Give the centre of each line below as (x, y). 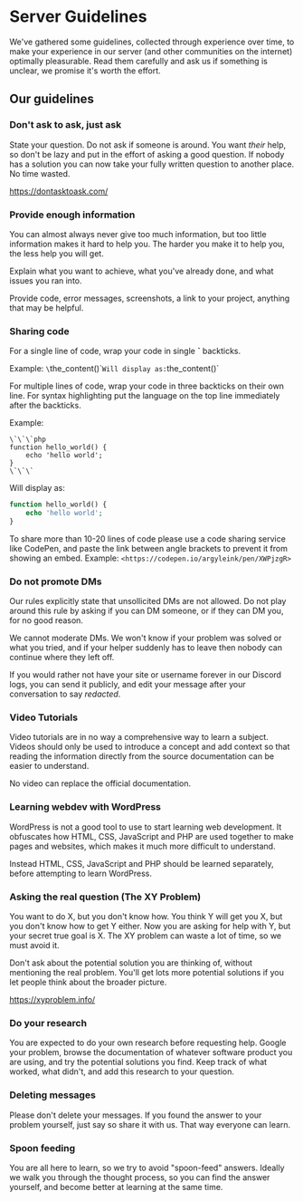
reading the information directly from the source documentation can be (142, 756)
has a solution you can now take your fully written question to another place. (152, 164)
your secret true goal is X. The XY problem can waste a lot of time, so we (146, 936)
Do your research (48, 1023)
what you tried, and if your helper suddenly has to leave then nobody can (146, 648)
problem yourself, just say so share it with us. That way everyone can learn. (150, 1124)
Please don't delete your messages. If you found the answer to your (136, 1115)
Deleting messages (53, 1095)
